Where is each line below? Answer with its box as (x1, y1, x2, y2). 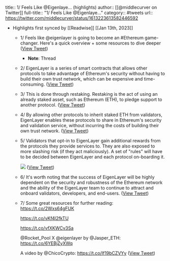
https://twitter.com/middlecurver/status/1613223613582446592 (5, 15, 139, 21)
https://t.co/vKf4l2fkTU (20, 215, 69, 221)
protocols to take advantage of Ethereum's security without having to (20, 70, 165, 77)
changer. (20, 40, 39, 46)
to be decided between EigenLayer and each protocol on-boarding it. (20, 154, 165, 160)
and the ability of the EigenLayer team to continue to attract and (20, 185, 154, 191)
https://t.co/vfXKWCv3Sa (20, 225, 74, 231)
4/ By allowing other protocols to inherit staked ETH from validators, (20, 111, 162, 118)
